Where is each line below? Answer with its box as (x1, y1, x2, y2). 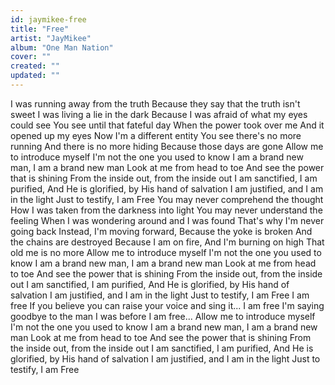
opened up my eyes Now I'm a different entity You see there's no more (10, 129, 302, 141)
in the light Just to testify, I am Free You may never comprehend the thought (10, 193, 324, 205)
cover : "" (10, 52, 52, 62)
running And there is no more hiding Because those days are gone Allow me (10, 140, 324, 152)
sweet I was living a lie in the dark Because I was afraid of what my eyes (10, 108, 308, 120)
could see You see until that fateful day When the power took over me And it (10, 119, 325, 131)
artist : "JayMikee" (10, 33, 92, 43)
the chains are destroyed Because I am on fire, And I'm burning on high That (10, 236, 325, 248)
